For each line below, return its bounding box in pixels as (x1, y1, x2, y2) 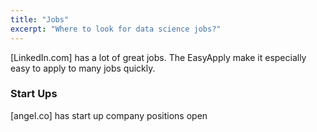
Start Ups (10, 87, 58, 101)
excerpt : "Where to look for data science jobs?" (10, 24, 222, 34)
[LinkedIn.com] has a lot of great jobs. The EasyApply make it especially (10, 51, 307, 63)
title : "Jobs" (10, 14, 70, 25)
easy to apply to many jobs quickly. (10, 62, 156, 74)
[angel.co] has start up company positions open (10, 109, 208, 121)
